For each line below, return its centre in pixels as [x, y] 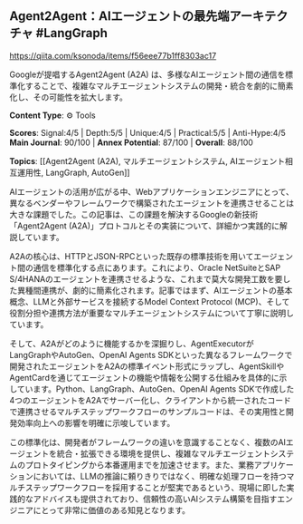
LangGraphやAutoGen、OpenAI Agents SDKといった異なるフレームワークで [151, 354]
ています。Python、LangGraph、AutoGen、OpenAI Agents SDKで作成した [156, 389]
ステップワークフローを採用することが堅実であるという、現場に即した [156, 487]
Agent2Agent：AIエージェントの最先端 [119, 16]
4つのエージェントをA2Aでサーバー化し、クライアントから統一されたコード [150, 400]
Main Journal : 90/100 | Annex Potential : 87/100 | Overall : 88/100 [131, 142]
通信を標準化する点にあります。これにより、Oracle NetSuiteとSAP [157, 267]
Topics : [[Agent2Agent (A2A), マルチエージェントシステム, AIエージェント [147, 160]
